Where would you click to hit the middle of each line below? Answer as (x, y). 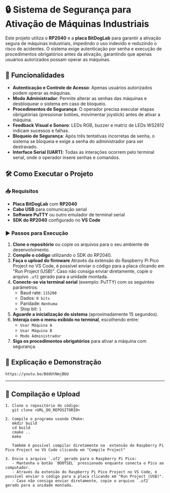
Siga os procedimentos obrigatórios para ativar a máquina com (79, 341)
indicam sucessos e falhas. (41, 130)
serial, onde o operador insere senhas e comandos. (66, 157)
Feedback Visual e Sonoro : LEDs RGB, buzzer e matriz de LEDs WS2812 (88, 125)
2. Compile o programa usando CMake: (45, 419)
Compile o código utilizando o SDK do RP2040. (62, 255)
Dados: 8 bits (35, 298)
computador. (18, 468)
